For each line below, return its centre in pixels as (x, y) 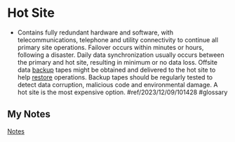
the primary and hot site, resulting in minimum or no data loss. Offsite (117, 62)
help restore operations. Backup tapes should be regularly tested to (115, 77)
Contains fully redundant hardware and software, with (95, 32)
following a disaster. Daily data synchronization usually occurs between (121, 55)
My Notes (29, 114)
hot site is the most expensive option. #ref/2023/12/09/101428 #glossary (122, 92)
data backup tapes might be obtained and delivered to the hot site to (116, 70)
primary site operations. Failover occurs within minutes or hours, (110, 47)
